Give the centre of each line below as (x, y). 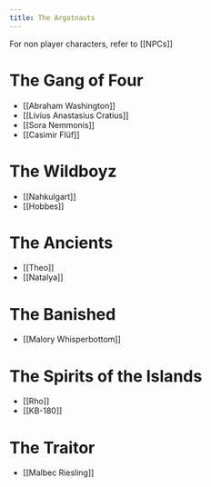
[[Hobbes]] (43, 206)
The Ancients (61, 243)
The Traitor (52, 447)
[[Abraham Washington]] (69, 105)
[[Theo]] (38, 268)
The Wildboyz (63, 171)
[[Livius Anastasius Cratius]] (75, 115)
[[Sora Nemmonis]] (59, 124)
